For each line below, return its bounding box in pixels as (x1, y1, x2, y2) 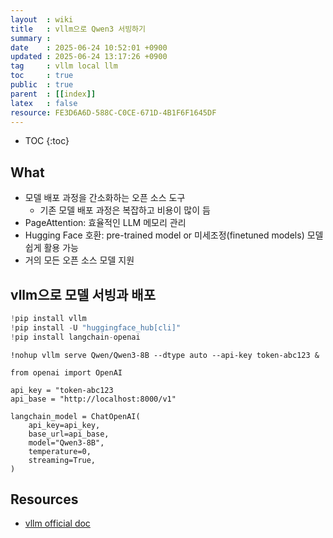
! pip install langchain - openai (10, 332, 141, 342)
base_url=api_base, (28, 429, 110, 439)
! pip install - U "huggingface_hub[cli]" (10, 322, 182, 333)
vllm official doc (24, 517, 91, 530)
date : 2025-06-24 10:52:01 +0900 (10, 42, 168, 53)
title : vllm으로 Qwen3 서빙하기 (10, 24, 146, 34)
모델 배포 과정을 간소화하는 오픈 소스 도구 (24, 192, 186, 204)
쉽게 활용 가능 (24, 242, 79, 254)
